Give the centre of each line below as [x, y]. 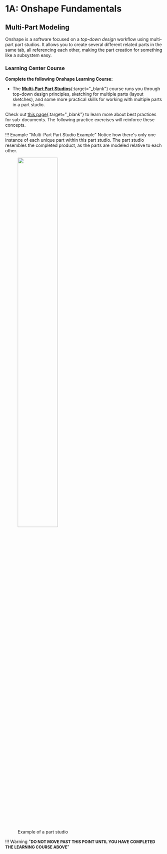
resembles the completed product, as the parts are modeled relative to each [83, 145]
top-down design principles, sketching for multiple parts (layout [78, 94]
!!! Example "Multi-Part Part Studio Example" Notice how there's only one [80, 135]
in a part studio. [28, 105]
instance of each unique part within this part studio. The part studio [74, 140]
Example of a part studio [43, 832]
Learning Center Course [35, 68]
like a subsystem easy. [28, 55]
